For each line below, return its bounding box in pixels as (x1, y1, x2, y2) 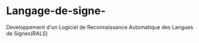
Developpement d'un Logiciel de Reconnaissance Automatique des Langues (6, 24, 194, 31)
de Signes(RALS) (6, 29, 48, 37)
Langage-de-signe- (6, 4, 106, 18)
